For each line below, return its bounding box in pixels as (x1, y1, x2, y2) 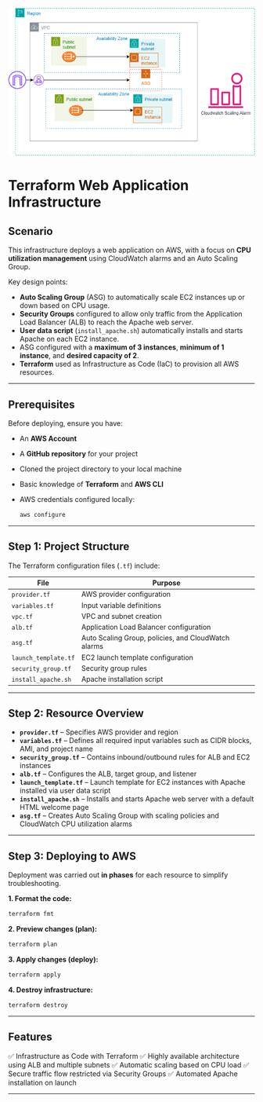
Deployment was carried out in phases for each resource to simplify (8, 870, 229, 880)
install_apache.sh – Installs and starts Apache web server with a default (19, 794, 254, 804)
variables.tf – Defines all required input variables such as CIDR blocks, (19, 736, 252, 745)
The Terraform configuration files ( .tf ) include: (8, 561, 160, 570)
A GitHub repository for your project (19, 448, 139, 458)
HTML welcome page (19, 803, 89, 812)
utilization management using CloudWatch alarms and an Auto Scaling (8, 254, 239, 263)
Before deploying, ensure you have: (8, 418, 123, 428)
